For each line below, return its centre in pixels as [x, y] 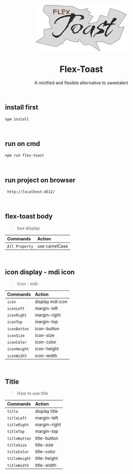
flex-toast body [29, 216]
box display [28, 228]
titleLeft [17, 418]
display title [46, 411]
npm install [17, 119]
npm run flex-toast [25, 155]
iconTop [15, 322]
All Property [20, 246]
